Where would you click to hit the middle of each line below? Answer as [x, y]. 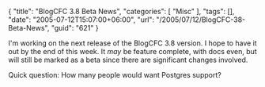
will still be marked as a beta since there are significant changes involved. [128, 60]
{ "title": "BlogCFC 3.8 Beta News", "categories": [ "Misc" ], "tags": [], [121, 11]
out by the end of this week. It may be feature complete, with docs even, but [132, 51]
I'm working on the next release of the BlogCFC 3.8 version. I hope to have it [132, 43]
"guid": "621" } [75, 28]
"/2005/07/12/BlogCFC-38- [201, 20]
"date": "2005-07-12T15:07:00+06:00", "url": [81, 20]
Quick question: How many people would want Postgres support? [115, 75]
